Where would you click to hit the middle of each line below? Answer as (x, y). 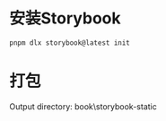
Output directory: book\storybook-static (83, 106)
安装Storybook (65, 18)
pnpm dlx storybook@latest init (70, 43)
